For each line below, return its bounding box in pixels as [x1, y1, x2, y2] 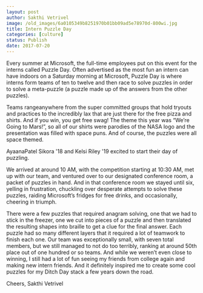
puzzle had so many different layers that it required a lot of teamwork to [6, 229, 185, 236]
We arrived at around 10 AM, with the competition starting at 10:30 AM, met [6, 165, 195, 173]
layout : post [6, 9, 39, 15]
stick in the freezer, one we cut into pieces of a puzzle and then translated [6, 216, 191, 224]
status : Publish [6, 37, 47, 43]
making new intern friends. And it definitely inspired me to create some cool [6, 261, 196, 269]
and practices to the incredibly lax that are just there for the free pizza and [6, 110, 192, 117]
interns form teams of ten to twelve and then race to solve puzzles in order [6, 78, 193, 86]
